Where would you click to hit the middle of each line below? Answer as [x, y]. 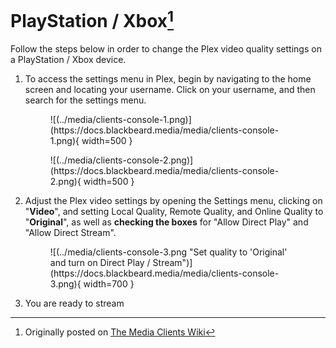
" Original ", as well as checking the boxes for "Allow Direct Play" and [166, 222]
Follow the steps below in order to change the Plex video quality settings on [166, 49]
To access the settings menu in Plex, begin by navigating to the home [168, 79]
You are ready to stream [74, 303]
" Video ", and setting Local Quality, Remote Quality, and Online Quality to [174, 212]
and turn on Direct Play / [100, 263]
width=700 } [109, 284]
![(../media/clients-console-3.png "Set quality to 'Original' [168, 252]
